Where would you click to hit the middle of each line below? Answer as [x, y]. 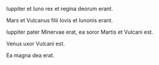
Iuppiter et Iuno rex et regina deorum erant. [60, 9]
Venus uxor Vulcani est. [36, 44]
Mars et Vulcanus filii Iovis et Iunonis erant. [60, 20]
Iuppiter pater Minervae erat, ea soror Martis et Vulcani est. [80, 32]
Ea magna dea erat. [30, 55]
